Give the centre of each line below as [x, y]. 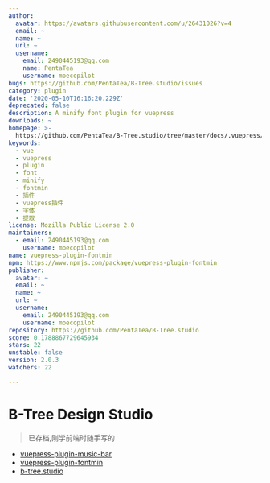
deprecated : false [39, 105]
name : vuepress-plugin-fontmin [61, 255]
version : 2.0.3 [34, 360]
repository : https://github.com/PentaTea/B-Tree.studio [104, 330]
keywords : [25, 143]
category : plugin [37, 91]
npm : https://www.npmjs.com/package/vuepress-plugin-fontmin [113, 262]
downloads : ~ [30, 121]
